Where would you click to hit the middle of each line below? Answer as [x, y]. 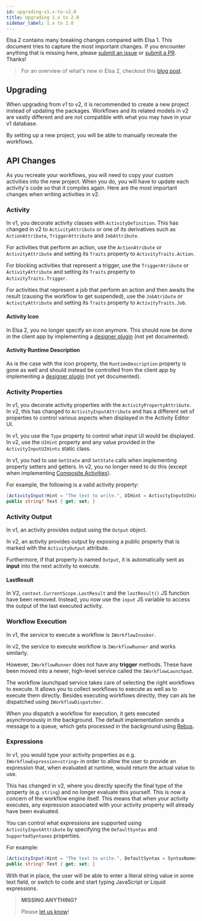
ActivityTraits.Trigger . [37, 278]
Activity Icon [23, 316]
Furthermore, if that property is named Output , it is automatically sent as [95, 560]
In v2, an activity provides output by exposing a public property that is [93, 542]
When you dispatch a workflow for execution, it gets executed [83, 713]
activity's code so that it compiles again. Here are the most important [92, 188]
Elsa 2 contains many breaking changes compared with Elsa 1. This [89, 40]
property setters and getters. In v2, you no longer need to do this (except [97, 467]
